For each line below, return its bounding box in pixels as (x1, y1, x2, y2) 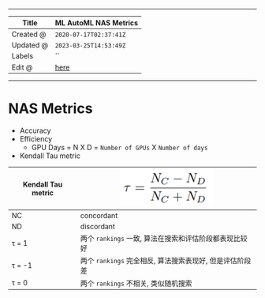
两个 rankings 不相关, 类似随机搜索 (80, 278, 192, 288)
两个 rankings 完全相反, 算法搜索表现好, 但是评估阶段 (80, 256, 252, 266)
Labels (11, 51, 34, 61)
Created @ (11, 29, 47, 39)
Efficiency (19, 134, 53, 143)
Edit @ (11, 62, 33, 72)
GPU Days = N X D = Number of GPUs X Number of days (31, 142, 208, 152)
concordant (80, 210, 118, 220)
